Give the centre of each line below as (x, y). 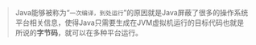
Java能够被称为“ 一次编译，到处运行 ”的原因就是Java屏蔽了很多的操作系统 (132, 12)
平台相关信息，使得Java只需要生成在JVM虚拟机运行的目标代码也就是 (130, 22)
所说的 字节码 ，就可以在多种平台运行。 (78, 33)
